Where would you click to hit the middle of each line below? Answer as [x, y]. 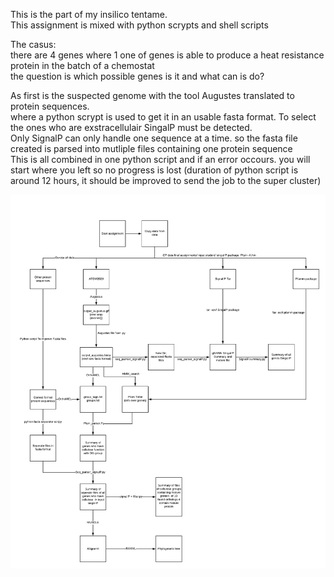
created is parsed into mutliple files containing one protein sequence [151, 148]
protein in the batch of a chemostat [82, 65]
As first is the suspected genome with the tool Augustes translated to [152, 95]
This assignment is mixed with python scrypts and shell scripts [139, 25]
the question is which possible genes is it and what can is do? [137, 76]
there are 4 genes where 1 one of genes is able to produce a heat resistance [167, 55]
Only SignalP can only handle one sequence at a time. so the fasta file [154, 138]
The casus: [33, 44]
